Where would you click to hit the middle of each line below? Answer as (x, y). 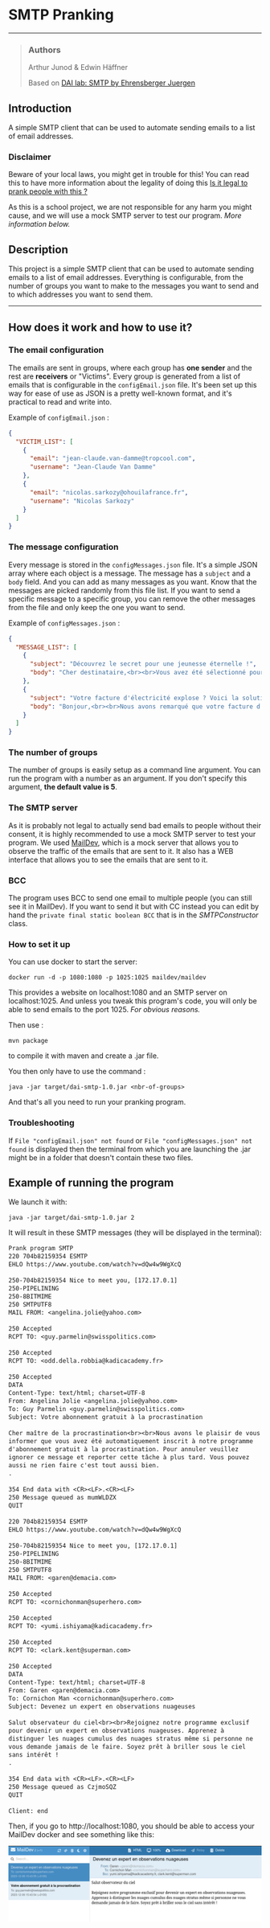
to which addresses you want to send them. (81, 294)
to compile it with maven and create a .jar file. (84, 1056)
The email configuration (56, 350)
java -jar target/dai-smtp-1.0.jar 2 (72, 1218)
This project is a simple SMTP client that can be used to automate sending (131, 269)
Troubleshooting (41, 1123)
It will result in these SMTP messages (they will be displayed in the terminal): (135, 1233)
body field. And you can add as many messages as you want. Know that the (133, 581)
